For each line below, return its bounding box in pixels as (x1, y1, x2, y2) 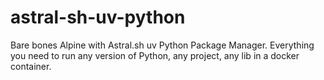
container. (10, 60, 52, 72)
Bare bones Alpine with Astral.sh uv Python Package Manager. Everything (10, 39, 315, 51)
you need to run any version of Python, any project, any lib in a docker (10, 49, 300, 61)
